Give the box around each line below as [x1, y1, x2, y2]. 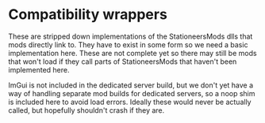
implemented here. [8, 65, 70, 74]
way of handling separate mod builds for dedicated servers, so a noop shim [8, 88, 255, 98]
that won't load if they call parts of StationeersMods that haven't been [8, 57, 237, 66]
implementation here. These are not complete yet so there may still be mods [8, 48, 257, 58]
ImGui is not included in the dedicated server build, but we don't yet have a [8, 80, 254, 90]
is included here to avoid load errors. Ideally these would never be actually [8, 97, 252, 106]
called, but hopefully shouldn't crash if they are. [8, 105, 165, 115]
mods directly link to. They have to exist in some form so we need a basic [8, 39, 248, 49]
